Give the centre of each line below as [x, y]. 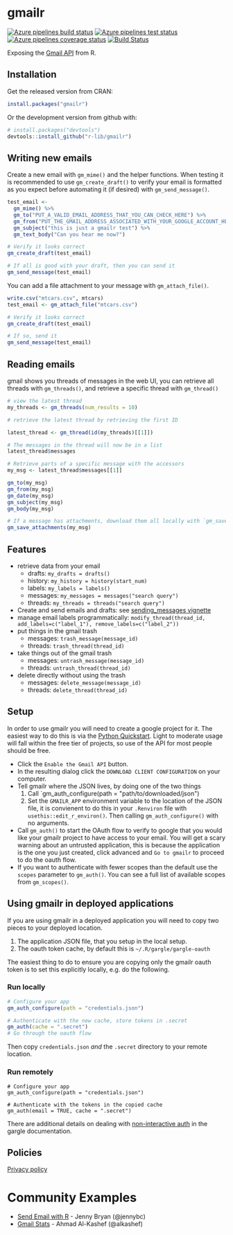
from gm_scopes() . [43, 881]
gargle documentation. [40, 1131]
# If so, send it [32, 336]
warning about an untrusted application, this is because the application [119, 845]
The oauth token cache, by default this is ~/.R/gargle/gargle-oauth [113, 949]
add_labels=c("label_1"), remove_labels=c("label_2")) [98, 624]
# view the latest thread [44, 401]
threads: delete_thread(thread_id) [78, 690]
